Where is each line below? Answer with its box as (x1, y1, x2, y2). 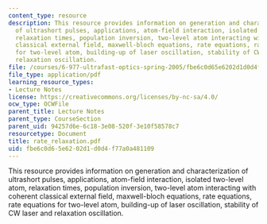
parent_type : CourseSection (8, 115, 102, 123)
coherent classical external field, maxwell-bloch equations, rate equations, (8, 191, 252, 201)
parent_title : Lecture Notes (8, 108, 105, 116)
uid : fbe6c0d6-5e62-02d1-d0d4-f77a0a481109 (8, 145, 155, 153)
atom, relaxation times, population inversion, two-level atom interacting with (8, 183, 257, 193)
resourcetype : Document (8, 129, 87, 137)
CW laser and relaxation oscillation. (8, 208, 124, 218)
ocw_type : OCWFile (8, 100, 69, 108)
